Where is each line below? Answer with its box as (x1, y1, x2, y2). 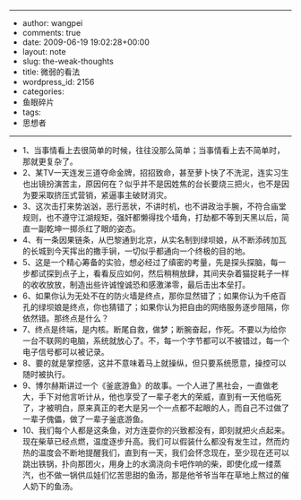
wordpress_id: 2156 (21, 77, 95, 87)
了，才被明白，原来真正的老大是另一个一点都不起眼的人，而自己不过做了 (21, 402, 289, 413)
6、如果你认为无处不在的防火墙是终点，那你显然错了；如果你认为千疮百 (21, 290, 287, 301)
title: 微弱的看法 (21, 66, 81, 77)
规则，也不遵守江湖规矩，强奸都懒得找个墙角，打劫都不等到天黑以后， (21, 212, 282, 222)
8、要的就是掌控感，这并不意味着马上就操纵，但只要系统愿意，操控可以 (21, 358, 287, 368)
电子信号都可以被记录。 (21, 347, 109, 357)
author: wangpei (21, 18, 83, 28)
